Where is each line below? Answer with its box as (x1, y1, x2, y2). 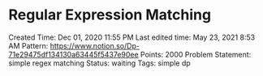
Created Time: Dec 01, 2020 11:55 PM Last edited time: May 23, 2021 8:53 (8, 32, 256, 42)
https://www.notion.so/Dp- (50, 40, 140, 50)
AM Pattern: (8, 40, 49, 50)
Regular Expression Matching (8, 6, 212, 24)
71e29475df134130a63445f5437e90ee (8, 49, 140, 59)
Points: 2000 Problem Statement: (140, 49, 252, 59)
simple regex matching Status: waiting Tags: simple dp (8, 58, 191, 68)
